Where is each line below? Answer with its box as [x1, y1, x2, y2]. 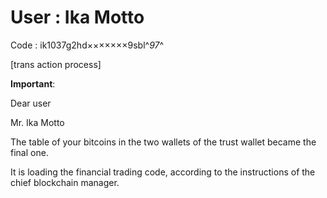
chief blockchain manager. [10, 176, 120, 188]
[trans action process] [10, 58, 102, 70]
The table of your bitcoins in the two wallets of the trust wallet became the [10, 136, 317, 148]
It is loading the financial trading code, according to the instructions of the [10, 166, 316, 178]
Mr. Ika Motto [10, 116, 65, 128]
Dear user [10, 97, 52, 109]
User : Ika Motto [10, 6, 145, 29]
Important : [10, 77, 56, 90]
